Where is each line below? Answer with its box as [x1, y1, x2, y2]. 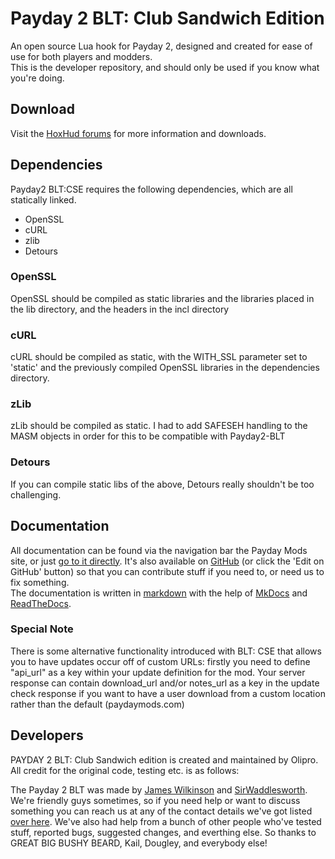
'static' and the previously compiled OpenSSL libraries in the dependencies [10, 362, 320, 374]
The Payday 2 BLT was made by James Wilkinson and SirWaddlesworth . [10, 783, 308, 796]
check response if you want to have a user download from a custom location [10, 687, 326, 699]
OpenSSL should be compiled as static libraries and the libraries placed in [10, 292, 315, 304]
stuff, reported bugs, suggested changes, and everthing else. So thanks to [10, 826, 317, 838]
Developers [10, 727, 84, 744]
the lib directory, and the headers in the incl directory [10, 303, 230, 315]
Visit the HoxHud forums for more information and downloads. [10, 127, 267, 139]
